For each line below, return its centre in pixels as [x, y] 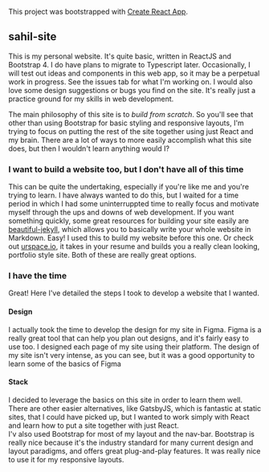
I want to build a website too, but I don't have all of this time [126, 169]
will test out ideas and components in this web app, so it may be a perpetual [134, 73]
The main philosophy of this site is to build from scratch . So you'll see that [131, 114]
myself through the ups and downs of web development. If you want [121, 213]
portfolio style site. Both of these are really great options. [102, 255]
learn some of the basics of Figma [65, 364]
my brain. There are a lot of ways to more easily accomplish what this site [130, 140]
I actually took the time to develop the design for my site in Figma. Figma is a [135, 329]
